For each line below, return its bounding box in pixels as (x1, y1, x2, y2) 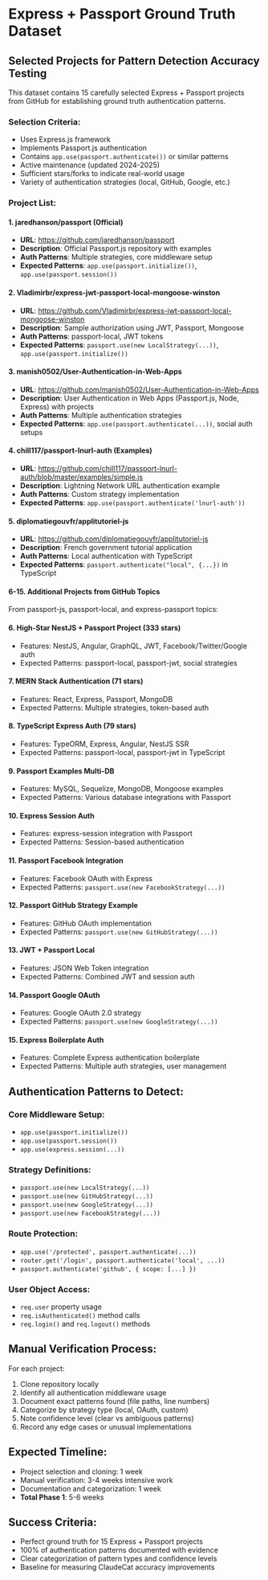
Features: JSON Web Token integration (19, 963, 149, 973)
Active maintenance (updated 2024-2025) (19, 160, 160, 170)
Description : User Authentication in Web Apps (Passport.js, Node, (19, 393, 239, 403)
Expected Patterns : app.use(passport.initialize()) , (19, 261, 197, 270)
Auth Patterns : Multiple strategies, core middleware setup (19, 252, 213, 262)
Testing (8, 66, 47, 80)
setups (19, 427, 43, 437)
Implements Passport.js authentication (19, 143, 147, 153)
